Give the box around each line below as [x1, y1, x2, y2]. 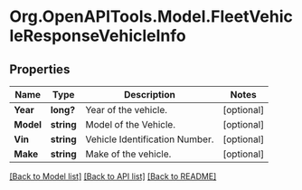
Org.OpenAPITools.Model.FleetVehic [9, 6, 294, 27]
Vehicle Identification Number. [85, 133, 214, 146]
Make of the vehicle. [85, 147, 172, 160]
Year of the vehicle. [85, 104, 168, 116]
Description [123, 89, 176, 100]
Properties [9, 62, 71, 77]
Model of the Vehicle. [85, 119, 176, 130]
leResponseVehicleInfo [9, 25, 187, 46]
